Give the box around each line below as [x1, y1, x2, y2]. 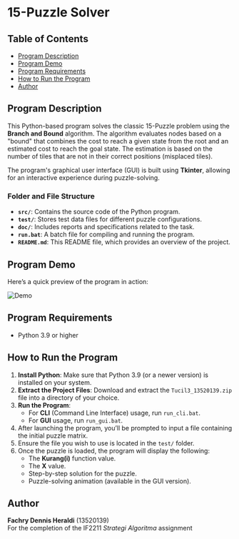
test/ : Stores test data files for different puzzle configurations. [17, 215, 202, 223]
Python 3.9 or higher [17, 331, 78, 339]
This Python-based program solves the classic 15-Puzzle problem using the [7, 121, 230, 130]
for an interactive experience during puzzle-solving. [7, 173, 161, 182]
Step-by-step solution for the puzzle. [28, 469, 138, 478]
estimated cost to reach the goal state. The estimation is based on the [7, 144, 213, 153]
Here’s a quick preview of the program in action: [7, 277, 148, 286]
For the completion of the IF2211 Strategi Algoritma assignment [7, 524, 193, 533]
